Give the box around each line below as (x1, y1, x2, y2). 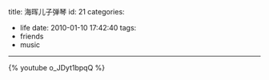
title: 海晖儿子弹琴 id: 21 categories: (8, 7, 126, 16)
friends (19, 31, 44, 41)
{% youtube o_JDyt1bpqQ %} (8, 63, 106, 72)
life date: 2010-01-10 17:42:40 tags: (19, 23, 137, 32)
